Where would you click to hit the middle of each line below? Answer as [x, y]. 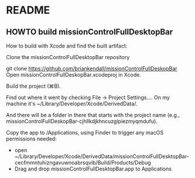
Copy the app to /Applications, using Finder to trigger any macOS [85, 133]
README [28, 10]
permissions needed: [31, 139]
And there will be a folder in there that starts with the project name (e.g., [93, 115]
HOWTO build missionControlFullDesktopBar [90, 32]
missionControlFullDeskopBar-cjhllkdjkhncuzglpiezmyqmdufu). [82, 121]
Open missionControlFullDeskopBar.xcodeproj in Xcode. [74, 75]
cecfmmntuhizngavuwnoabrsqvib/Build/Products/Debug [83, 162]
